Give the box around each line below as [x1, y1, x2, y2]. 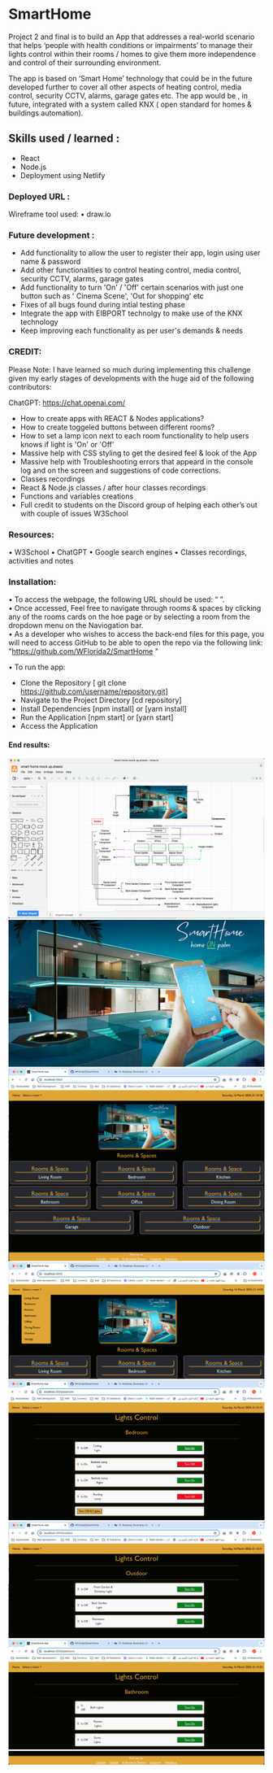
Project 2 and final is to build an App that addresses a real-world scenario [8, 32, 255, 41]
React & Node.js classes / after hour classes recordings [19, 482, 206, 492]
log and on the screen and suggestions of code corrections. [19, 465, 221, 475]
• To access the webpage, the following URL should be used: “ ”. [8, 595, 225, 604]
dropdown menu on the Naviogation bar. [8, 621, 144, 630]
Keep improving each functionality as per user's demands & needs [19, 326, 244, 336]
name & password [19, 257, 81, 267]
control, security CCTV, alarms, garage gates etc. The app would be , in [8, 90, 248, 100]
